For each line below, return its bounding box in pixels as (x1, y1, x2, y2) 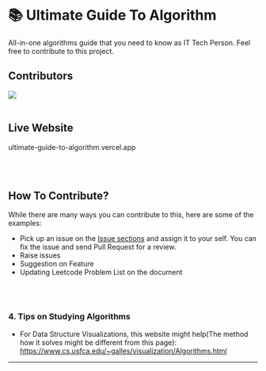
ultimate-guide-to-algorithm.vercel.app (8, 142, 136, 151)
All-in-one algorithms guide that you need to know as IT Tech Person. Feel (8, 37, 251, 48)
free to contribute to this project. (8, 46, 115, 55)
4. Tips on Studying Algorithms (8, 311, 131, 322)
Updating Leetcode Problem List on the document (19, 267, 183, 277)
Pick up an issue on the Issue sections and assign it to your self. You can (19, 234, 257, 243)
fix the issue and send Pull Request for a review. (19, 243, 177, 252)
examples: (8, 219, 42, 228)
